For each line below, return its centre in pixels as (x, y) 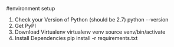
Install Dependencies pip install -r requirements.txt (76, 38)
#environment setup (31, 8)
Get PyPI (25, 26)
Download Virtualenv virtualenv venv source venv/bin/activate (90, 32)
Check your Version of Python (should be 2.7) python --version (91, 19)
